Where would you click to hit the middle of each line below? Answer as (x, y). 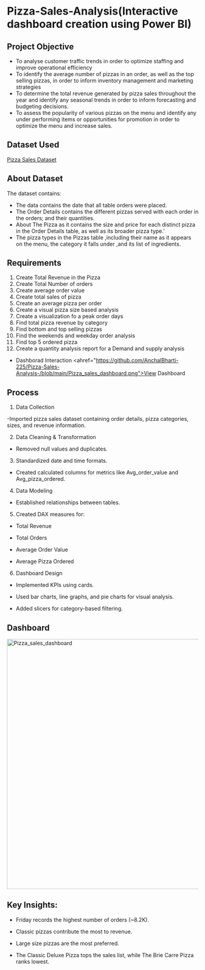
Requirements (34, 263)
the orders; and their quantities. (55, 218)
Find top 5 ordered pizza (47, 342)
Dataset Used (33, 145)
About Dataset (35, 178)
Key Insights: (33, 905)
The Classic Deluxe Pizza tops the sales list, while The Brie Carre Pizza (105, 955)
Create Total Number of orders (54, 284)
